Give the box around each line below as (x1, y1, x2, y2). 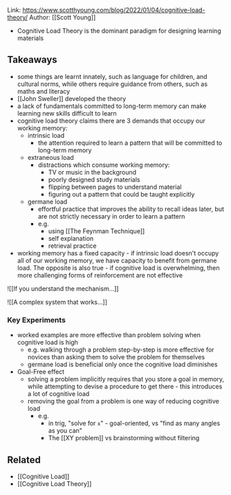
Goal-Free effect (17, 368, 64, 376)
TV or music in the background (48, 168, 137, 176)
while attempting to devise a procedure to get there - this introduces (27, 382, 223, 390)
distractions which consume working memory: (37, 161, 170, 169)
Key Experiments (7, 315, 66, 325)
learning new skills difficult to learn (17, 109, 118, 117)
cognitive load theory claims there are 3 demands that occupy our (17, 116, 206, 125)
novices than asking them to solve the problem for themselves (27, 353, 205, 361)
